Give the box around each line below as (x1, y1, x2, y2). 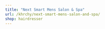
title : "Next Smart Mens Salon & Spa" (5, 7, 85, 12)
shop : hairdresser (5, 16, 43, 21)
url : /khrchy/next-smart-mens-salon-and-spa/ (5, 12, 100, 17)
